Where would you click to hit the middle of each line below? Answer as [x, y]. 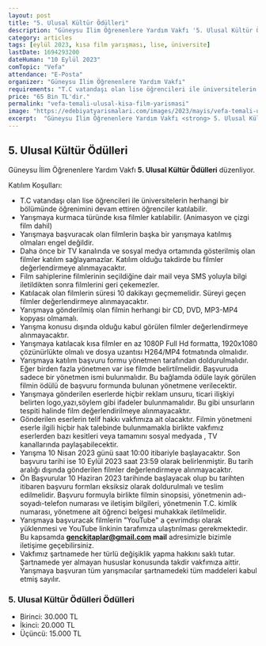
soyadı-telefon [43, 503]
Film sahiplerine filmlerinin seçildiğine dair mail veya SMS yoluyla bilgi [133, 276]
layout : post [30, 15]
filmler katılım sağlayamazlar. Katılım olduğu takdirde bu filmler [122, 259]
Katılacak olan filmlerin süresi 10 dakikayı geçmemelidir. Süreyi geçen [133, 293]
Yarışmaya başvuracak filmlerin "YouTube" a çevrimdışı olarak [121, 520]
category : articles [40, 38]
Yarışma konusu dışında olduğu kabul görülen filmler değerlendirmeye [134, 326]
